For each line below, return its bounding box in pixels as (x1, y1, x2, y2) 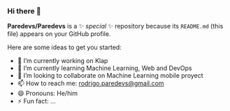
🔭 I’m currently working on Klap (17, 57, 108, 65)
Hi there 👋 (7, 6, 42, 16)
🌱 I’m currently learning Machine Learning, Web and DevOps (17, 64, 192, 72)
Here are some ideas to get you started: (7, 43, 122, 51)
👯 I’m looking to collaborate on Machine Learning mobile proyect (17, 71, 204, 80)
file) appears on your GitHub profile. (7, 30, 111, 38)
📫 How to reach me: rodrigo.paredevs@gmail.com (17, 79, 164, 87)
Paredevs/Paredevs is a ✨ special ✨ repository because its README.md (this (7, 22, 224, 31)
